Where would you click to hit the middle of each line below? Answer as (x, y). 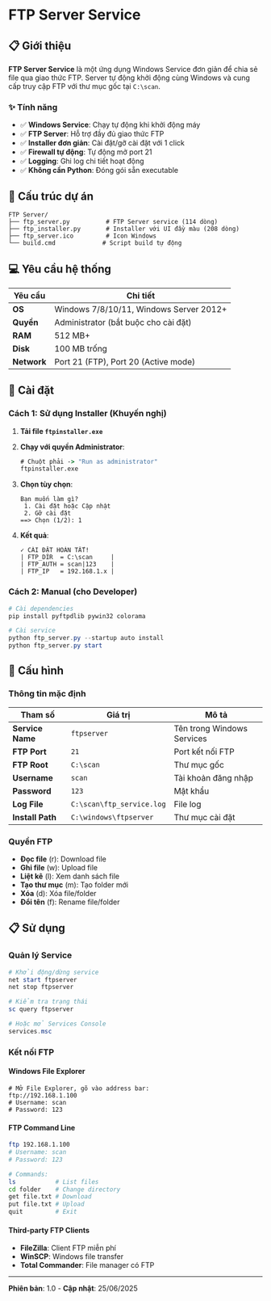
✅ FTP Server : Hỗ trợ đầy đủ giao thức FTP (92, 134)
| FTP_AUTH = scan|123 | (67, 564)
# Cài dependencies (41, 608)
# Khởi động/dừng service (54, 972)
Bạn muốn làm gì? (49, 499)
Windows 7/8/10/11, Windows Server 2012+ (141, 309)
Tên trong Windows (211, 728)
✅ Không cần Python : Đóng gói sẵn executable (99, 171)
